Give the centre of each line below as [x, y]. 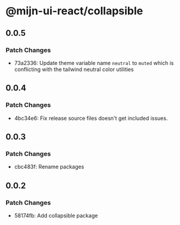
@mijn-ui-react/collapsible [74, 11]
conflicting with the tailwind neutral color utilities [74, 69]
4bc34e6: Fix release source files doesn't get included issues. [91, 118]
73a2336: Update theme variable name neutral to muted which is [94, 63]
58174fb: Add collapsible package [56, 215]
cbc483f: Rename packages [49, 167]
